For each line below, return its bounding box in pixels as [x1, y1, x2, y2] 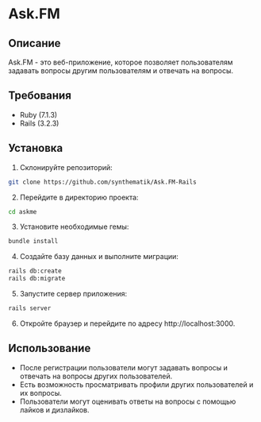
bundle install [8, 238, 59, 246]
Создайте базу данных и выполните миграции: [19, 252, 178, 261]
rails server [8, 304, 52, 312]
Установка [8, 141, 63, 155]
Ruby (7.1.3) [19, 110, 58, 119]
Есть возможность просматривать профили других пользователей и [19, 379, 254, 389]
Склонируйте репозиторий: [19, 162, 113, 172]
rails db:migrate [8, 275, 66, 283]
